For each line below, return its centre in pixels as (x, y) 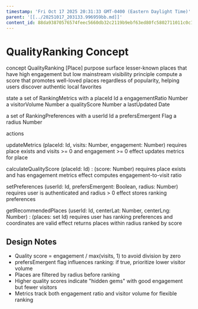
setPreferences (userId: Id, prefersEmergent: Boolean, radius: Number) (92, 187)
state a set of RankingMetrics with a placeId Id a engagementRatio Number (97, 98)
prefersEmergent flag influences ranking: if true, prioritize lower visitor (100, 262)
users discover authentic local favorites (54, 87)
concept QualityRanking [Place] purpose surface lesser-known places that (97, 68)
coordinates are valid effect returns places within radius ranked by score (94, 223)
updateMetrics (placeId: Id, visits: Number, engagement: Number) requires (97, 145)
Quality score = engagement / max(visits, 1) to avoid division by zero (98, 256)
